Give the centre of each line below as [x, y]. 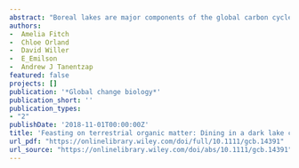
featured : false [39, 76]
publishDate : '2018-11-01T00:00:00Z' [79, 125]
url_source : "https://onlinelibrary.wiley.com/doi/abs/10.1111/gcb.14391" [151, 149]
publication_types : [45, 108]
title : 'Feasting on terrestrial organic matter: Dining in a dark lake [147, 133]
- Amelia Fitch [39, 34]
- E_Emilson [33, 59]
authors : [25, 26]
